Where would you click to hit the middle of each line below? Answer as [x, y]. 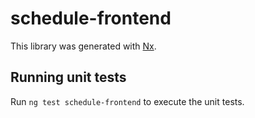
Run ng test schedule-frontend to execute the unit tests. [127, 101]
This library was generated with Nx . [83, 46]
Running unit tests [68, 77]
